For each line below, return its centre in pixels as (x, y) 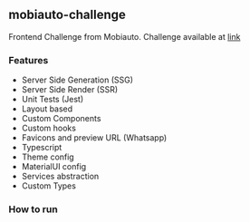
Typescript (42, 148)
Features (29, 60)
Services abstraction (60, 177)
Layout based (47, 109)
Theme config (48, 157)
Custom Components (61, 119)
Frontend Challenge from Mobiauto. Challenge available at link (125, 36)
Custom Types (48, 186)
